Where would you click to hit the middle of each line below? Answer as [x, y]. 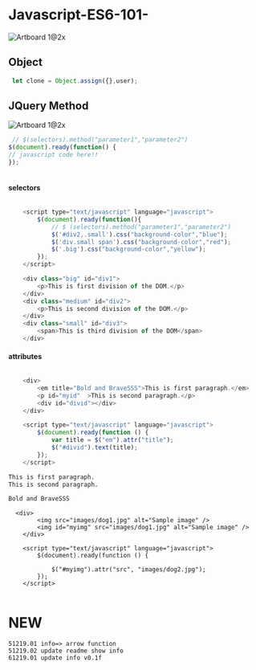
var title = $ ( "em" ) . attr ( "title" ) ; [112, 440]
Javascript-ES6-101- [79, 15]
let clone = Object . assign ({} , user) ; [75, 81]
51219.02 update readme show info [66, 651]
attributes [25, 357]
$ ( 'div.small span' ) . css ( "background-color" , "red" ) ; [141, 242]
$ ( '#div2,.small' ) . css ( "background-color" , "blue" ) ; [139, 235]
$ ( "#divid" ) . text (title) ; [94, 447]
